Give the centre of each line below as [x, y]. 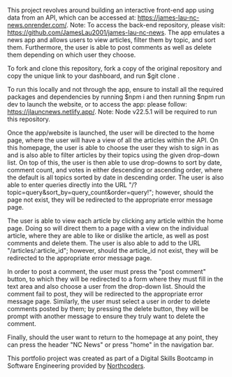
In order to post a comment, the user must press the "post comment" [107, 272]
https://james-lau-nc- [168, 18]
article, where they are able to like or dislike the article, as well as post [108, 235]
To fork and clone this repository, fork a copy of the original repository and [115, 68]
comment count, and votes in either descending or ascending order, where [115, 170]
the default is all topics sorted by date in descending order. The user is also [116, 177]
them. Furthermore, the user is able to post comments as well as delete [109, 47]
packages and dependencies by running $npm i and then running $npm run [116, 97]
